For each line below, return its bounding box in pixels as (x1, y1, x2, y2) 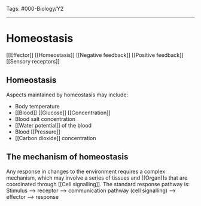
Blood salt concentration (14, 115, 76, 122)
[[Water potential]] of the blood (14, 122, 92, 129)
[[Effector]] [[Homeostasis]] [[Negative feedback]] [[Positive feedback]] (6, 51, 184, 59)
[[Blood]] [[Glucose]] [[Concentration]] (14, 109, 111, 116)
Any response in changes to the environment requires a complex (6, 168, 166, 175)
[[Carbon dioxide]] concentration (14, 134, 97, 141)
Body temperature (14, 102, 60, 110)
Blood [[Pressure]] (14, 128, 61, 135)
